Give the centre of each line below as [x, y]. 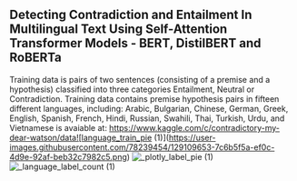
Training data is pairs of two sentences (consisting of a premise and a [140, 79]
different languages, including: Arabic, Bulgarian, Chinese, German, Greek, [149, 108]
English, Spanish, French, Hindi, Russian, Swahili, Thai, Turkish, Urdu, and [147, 118]
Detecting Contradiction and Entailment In [131, 15]
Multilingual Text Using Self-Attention [119, 30]
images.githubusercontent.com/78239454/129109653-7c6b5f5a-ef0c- [142, 147]
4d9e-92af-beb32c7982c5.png [68, 156]
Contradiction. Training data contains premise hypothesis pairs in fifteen [144, 98]
